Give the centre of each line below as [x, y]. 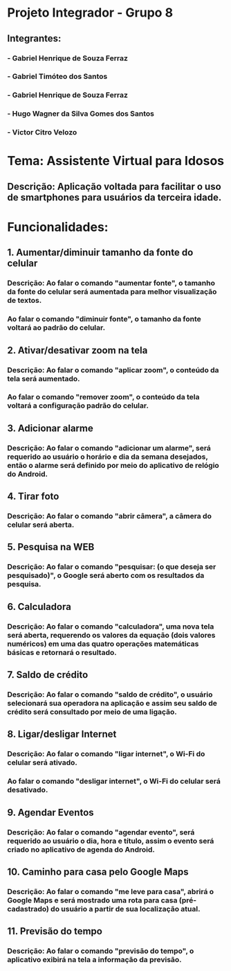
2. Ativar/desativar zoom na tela [77, 350]
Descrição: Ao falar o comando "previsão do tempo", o [101, 951]
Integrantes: [34, 38]
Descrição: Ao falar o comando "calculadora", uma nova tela [111, 627]
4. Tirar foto [33, 497]
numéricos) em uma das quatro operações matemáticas [103, 644]
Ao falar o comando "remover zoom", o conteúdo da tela [103, 397]
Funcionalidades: [58, 227]
